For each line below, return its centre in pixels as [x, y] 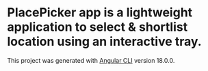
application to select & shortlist [97, 27]
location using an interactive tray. [104, 42]
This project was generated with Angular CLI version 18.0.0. [91, 60]
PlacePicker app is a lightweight [100, 13]
